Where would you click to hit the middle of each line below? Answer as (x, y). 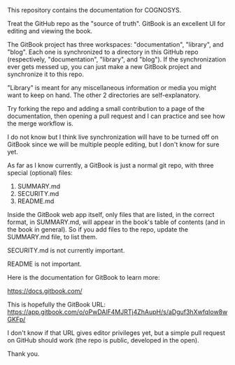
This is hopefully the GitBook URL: (57, 304)
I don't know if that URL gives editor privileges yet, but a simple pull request (116, 333)
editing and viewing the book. (50, 31)
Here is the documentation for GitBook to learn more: (84, 277)
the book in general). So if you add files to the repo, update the (98, 229)
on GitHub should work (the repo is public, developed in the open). (103, 340)
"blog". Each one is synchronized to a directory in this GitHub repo (103, 52)
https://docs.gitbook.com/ (45, 291)
